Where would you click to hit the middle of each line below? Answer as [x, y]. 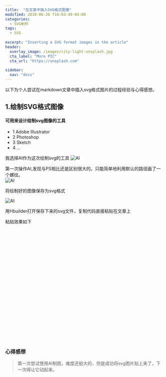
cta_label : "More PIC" [33, 56]
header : [13, 47]
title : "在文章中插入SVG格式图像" [38, 10]
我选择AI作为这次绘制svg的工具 [37, 158]
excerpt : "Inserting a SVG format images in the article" [67, 42]
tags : [11, 28]
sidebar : [14, 70]
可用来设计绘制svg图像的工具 [35, 120]
